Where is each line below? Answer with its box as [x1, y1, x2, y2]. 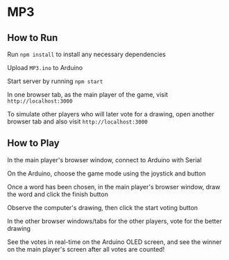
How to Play [7, 137, 60, 149]
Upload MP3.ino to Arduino [7, 64, 83, 71]
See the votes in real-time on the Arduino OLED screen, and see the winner [7, 237, 222, 246]
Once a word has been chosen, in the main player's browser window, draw [7, 182, 221, 191]
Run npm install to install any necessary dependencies [7, 50, 167, 58]
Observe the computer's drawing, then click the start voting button [7, 203, 198, 211]
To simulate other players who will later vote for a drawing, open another [7, 110, 214, 118]
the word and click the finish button [7, 190, 109, 198]
